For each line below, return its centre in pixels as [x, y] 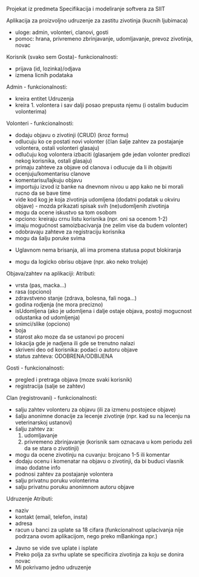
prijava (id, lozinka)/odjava [48, 69]
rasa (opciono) [33, 292]
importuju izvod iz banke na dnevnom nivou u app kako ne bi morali [99, 187]
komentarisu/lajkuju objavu [49, 180]
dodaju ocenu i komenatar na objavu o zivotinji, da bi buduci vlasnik [99, 461]
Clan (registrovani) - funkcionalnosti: [52, 398]
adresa [24, 523]
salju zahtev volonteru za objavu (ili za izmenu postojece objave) [96, 410]
